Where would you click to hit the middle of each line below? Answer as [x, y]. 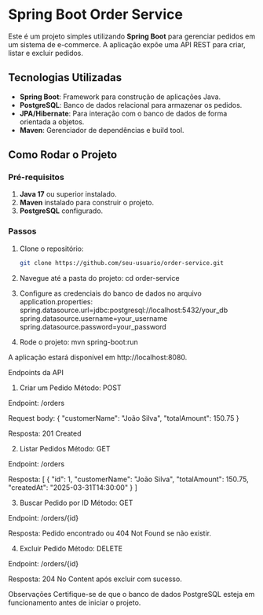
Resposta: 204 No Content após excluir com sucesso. [95, 579]
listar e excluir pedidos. [46, 53]
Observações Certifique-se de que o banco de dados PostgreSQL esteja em [131, 594]
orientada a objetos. [52, 122]
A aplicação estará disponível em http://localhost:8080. [98, 357]
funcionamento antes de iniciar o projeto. [75, 602]
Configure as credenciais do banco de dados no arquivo [110, 293]
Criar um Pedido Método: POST [70, 388]
